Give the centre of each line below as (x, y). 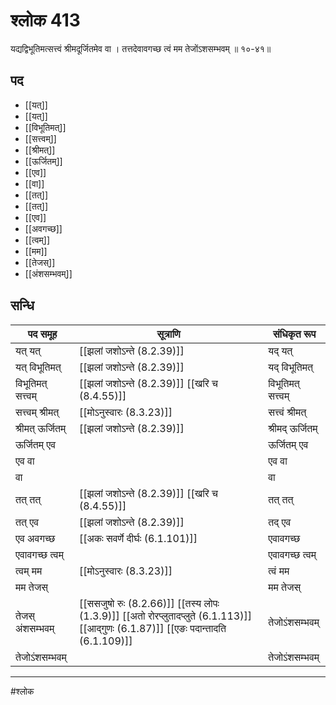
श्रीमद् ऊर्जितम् (293, 428)
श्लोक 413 (45, 20)
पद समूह (42, 334)
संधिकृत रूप (294, 334)
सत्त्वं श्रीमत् (287, 412)
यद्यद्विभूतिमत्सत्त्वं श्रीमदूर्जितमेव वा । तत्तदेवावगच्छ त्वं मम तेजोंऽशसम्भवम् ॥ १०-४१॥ (141, 48)
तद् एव (280, 522)
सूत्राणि (168, 334)
